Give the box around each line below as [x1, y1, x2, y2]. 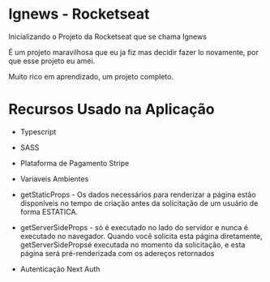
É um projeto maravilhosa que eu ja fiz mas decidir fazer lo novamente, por [8, 47, 259, 57]
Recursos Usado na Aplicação [8, 100, 215, 118]
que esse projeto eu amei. [8, 56, 96, 66]
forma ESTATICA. [19, 207, 79, 216]
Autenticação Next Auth [19, 264, 101, 274]
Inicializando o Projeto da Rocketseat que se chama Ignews [8, 32, 207, 41]
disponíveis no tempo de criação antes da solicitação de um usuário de [19, 198, 259, 207]
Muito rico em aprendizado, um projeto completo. [8, 71, 174, 81]
